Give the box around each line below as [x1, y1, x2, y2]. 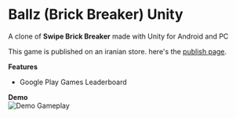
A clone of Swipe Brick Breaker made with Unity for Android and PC [8, 31, 229, 41]
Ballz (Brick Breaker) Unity [8, 6, 183, 24]
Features [8, 61, 38, 72]
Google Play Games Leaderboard [19, 77, 127, 87]
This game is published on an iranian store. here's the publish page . [8, 46, 227, 56]
